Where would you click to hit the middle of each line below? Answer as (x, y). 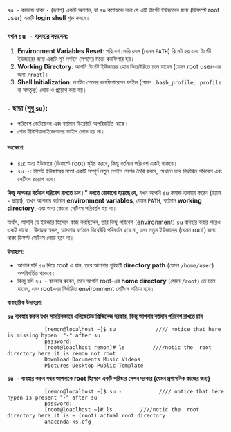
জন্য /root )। (33, 75)
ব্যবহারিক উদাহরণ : (25, 302)
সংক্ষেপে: (16, 147)
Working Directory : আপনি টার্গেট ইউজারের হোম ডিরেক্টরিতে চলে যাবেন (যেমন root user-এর (119, 67)
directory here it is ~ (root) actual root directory (86, 415)
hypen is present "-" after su (52, 397)
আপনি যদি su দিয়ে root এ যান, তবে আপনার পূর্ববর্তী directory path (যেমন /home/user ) (115, 265)
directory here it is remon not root (62, 353)
